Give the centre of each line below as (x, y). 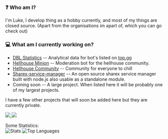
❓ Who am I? (21, 7)
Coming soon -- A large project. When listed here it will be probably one (88, 84)
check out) (16, 31)
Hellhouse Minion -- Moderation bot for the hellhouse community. (81, 63)
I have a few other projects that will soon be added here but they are (76, 99)
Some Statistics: (22, 125)
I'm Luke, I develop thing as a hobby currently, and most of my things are (81, 20)
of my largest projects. (36, 90)
